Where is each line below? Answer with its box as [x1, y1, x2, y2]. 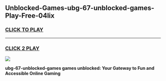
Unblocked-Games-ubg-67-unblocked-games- [5, 4, 155, 12]
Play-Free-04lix [5, 12, 55, 20]
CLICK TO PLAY [5, 27, 43, 33]
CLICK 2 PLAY [5, 45, 40, 52]
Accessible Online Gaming [5, 70, 61, 76]
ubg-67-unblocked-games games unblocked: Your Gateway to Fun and [5, 65, 155, 71]
